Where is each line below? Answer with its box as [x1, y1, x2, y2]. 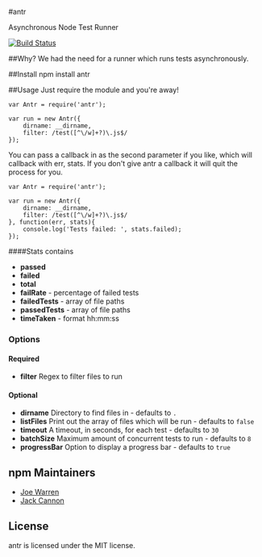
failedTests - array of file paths [19, 296, 125, 306]
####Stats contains [8, 246, 74, 256]
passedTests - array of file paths [19, 305, 131, 314]
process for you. [8, 167, 63, 177]
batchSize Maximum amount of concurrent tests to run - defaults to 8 [19, 433, 252, 443]
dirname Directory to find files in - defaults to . [19, 408, 177, 418]
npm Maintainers [8, 466, 96, 480]
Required [8, 354, 40, 363]
